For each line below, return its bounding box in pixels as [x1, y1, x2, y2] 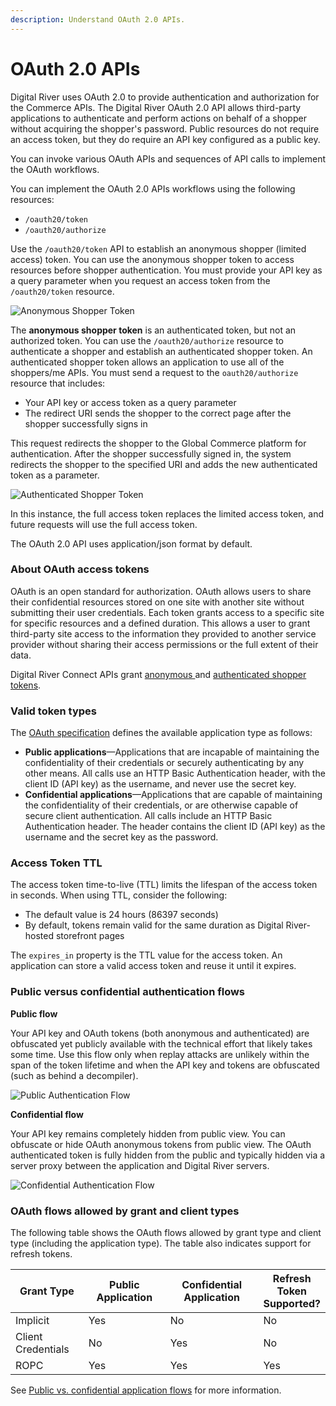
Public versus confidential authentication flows [10, 985, 246, 999]
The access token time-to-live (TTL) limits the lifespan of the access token [10, 879, 318, 891]
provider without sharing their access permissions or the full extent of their [10, 638, 319, 650]
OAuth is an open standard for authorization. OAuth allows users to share [10, 585, 312, 597]
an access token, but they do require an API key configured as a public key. [10, 133, 321, 145]
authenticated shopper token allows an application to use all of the [10, 356, 285, 368]
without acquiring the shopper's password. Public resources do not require [10, 122, 320, 135]
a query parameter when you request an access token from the [10, 274, 271, 286]
